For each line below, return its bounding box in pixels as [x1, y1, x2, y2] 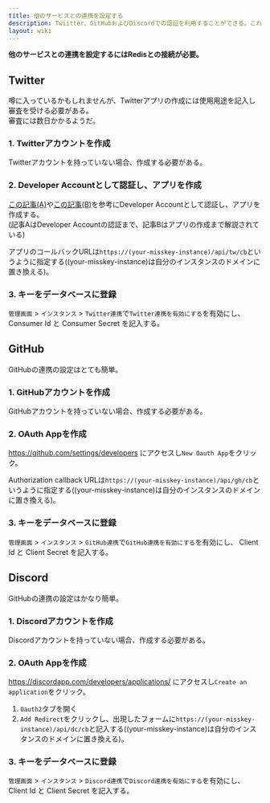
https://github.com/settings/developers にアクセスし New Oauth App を [8, 448, 236, 458]
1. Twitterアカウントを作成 [8, 138, 111, 149]
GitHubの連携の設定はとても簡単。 [8, 365, 123, 374]
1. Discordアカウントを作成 [8, 615, 114, 626]
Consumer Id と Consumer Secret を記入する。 [8, 319, 165, 328]
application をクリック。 [8, 687, 90, 697]
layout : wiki [8, 26, 52, 35]
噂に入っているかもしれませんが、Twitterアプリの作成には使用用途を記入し [8, 96, 256, 105]
